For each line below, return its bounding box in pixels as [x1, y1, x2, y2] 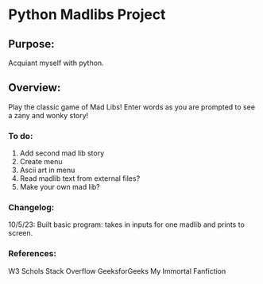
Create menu [19, 157, 63, 167]
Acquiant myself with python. [8, 58, 105, 67]
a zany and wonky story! [8, 110, 89, 120]
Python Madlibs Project [8, 6, 166, 24]
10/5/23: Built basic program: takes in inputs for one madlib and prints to [8, 220, 245, 229]
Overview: [8, 81, 61, 94]
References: [8, 248, 57, 259]
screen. [8, 228, 33, 238]
